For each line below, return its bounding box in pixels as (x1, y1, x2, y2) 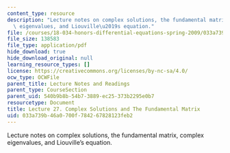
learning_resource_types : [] (7, 61, 90, 68)
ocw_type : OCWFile (7, 73, 60, 81)
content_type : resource (7, 10, 75, 17)
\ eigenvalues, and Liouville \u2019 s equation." (13, 23, 155, 30)
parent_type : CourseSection (7, 86, 88, 93)
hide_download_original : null (7, 55, 94, 62)
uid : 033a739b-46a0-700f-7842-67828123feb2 (7, 112, 133, 119)
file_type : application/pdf (7, 42, 88, 49)
